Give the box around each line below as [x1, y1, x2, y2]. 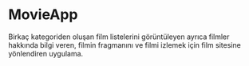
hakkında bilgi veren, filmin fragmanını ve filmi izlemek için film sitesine [8, 40, 241, 49]
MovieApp [8, 6, 78, 24]
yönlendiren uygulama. [8, 49, 84, 58]
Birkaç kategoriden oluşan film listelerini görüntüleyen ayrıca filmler [8, 32, 230, 41]
